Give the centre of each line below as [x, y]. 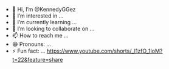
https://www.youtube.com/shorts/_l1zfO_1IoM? [105, 51]
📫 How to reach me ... [40, 35]
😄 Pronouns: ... [32, 44]
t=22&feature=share [37, 60]
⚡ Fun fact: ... [29, 51]
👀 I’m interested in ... [38, 16]
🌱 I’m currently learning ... [44, 22]
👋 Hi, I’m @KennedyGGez [44, 9]
